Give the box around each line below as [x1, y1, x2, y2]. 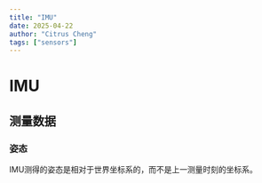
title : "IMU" [9, 12, 58, 22]
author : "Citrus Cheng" [9, 29, 98, 38]
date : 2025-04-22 [9, 21, 74, 30]
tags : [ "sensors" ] [9, 37, 77, 47]
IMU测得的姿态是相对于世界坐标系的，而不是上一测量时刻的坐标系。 [9, 164, 258, 175]
